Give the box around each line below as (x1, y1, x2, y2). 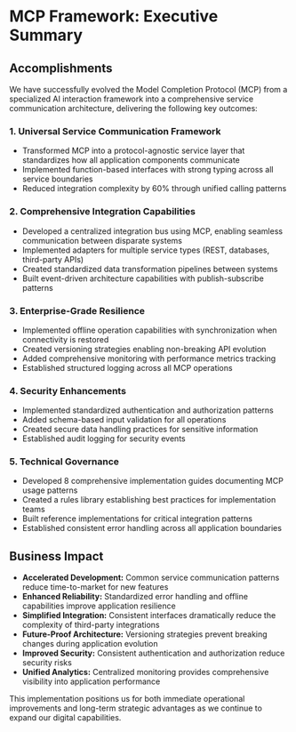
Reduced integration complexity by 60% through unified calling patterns (21, 183, 287, 194)
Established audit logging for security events (21, 433, 186, 444)
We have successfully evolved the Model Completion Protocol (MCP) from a (9, 84, 288, 94)
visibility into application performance (21, 676, 161, 687)
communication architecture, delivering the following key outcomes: (9, 103, 258, 113)
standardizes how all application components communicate (21, 155, 240, 165)
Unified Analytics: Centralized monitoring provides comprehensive (21, 667, 269, 678)
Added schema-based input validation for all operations (21, 414, 227, 425)
